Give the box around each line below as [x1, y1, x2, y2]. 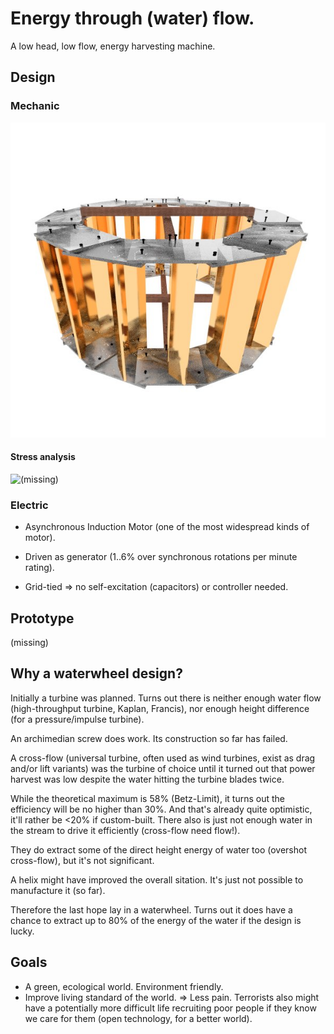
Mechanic [10, 99, 60, 113]
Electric [10, 498, 49, 512]
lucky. [10, 925, 35, 937]
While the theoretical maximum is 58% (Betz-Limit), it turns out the [10, 792, 285, 804]
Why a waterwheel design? [10, 665, 183, 682]
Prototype [10, 610, 75, 627]
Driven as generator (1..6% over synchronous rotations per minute [24, 551, 298, 563]
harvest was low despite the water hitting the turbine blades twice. [10, 773, 285, 785]
